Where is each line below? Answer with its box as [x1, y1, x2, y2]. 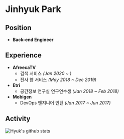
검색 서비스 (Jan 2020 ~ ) [20, 70, 72, 76]
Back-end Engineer [12, 36, 54, 42]
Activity [5, 114, 31, 123]
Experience [5, 51, 42, 59]
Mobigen [12, 93, 32, 99]
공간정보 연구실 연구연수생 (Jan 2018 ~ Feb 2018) [20, 88, 119, 94]
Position [5, 23, 32, 32]
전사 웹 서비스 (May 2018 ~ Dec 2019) [20, 76, 97, 82]
